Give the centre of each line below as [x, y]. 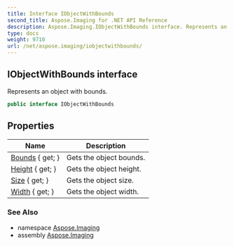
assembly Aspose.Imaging [56, 235]
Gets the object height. [104, 168]
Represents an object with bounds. [57, 91]
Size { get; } [30, 180]
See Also [23, 212]
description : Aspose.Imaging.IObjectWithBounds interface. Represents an [117, 27]
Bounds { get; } [35, 157]
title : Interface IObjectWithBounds [61, 14]
